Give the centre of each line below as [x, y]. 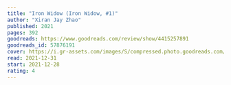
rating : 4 [21, 71]
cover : [16, 52]
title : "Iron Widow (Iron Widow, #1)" [63, 13]
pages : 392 [23, 33]
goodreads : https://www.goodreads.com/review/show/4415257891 [98, 39]
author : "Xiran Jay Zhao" [44, 20]
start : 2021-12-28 [33, 64]
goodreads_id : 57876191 [41, 45]
